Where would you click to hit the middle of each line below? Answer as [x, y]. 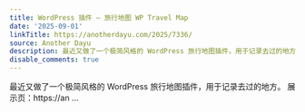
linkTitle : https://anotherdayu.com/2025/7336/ [101, 34]
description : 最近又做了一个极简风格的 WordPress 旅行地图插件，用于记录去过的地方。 [156, 51]
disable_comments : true [54, 60]
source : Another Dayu [50, 43]
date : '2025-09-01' [46, 26]
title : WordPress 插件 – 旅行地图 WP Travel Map [99, 18]
